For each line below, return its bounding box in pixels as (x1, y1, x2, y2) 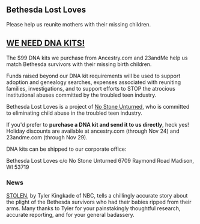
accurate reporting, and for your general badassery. (6, 211, 135, 218)
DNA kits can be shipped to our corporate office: (6, 145, 127, 153)
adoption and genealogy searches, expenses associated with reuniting (6, 78, 181, 86)
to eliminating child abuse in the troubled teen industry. (6, 109, 142, 117)
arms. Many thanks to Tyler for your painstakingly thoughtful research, (6, 204, 181, 212)
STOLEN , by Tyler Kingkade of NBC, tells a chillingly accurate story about (6, 192, 188, 199)
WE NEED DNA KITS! (6, 38, 85, 49)
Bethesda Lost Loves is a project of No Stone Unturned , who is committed (6, 103, 190, 110)
